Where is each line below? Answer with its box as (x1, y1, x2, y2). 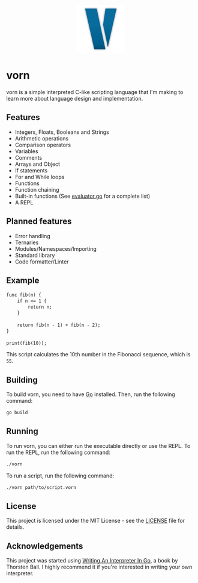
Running (6, 426, 39, 436)
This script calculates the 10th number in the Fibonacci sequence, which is (6, 351, 191, 358)
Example (6, 275, 40, 285)
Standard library (14, 251, 55, 259)
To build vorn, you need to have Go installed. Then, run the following (6, 391, 175, 398)
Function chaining (14, 186, 59, 193)
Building (6, 374, 38, 385)
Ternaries (14, 239, 39, 246)
